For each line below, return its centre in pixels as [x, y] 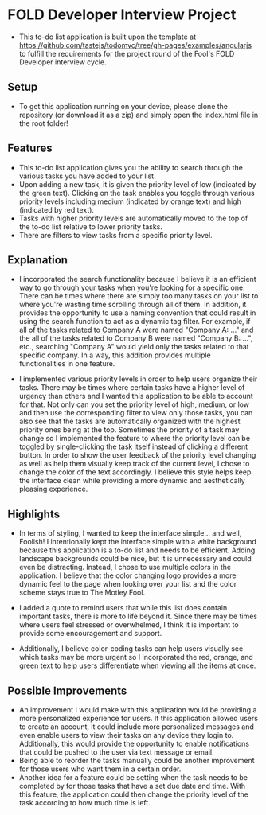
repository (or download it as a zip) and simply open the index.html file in [139, 115]
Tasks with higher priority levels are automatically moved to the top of [133, 218]
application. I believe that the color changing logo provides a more [127, 575]
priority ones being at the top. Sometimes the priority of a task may [129, 430]
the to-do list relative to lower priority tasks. [90, 226]
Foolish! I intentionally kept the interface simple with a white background [137, 542]
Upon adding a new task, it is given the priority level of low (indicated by [137, 184]
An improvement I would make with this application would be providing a [138, 710]
